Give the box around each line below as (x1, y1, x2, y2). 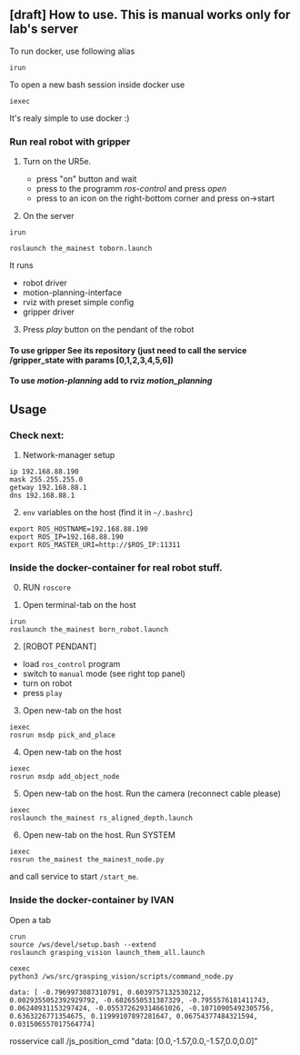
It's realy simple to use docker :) (9, 113, 130, 124)
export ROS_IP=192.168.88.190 (9, 532, 125, 542)
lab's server (9, 22, 79, 37)
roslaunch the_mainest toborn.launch (9, 244, 153, 254)
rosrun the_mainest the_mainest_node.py (9, 855, 165, 864)
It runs (9, 260, 34, 271)
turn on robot (22, 678, 73, 689)
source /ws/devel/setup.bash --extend (9, 940, 156, 949)
